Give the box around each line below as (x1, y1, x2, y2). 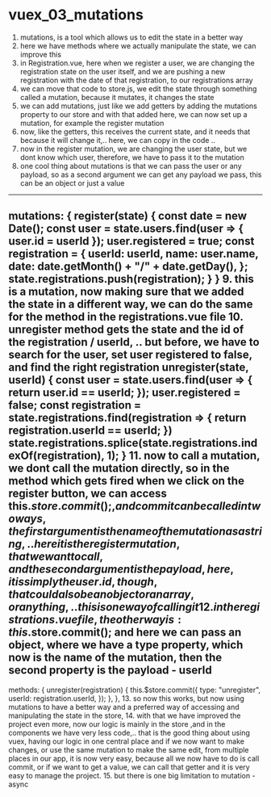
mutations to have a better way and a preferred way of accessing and (8, 702, 240, 711)
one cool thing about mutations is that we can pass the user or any (19, 161, 242, 170)
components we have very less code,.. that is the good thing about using (8, 728, 250, 737)
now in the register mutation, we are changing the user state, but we (19, 144, 248, 153)
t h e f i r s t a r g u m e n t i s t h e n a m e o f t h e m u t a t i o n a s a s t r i (8, 525, 262, 539)
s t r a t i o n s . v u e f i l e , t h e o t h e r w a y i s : (8, 613, 181, 627)
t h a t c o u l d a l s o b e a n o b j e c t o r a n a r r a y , (8, 588, 195, 602)
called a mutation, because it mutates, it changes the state (19, 92, 215, 102)
